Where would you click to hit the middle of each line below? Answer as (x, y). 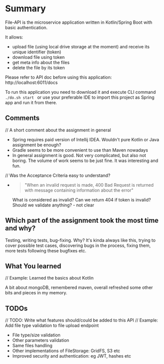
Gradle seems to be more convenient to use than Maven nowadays (80, 150)
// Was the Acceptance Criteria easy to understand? (58, 175)
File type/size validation (36, 335)
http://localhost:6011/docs (32, 82)
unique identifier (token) (37, 52)
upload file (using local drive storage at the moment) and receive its (81, 46)
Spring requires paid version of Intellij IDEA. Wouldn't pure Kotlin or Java (85, 139)
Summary (25, 9)
